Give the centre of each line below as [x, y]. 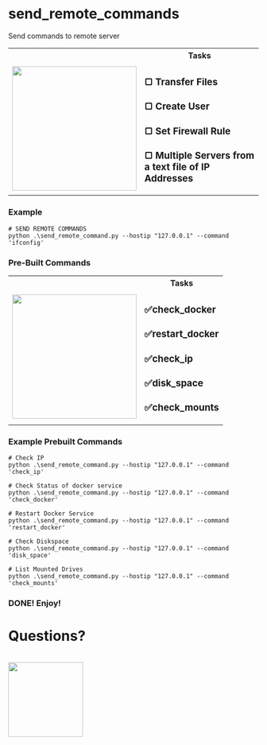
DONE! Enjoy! [35, 603]
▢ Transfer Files [181, 82]
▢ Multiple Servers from [199, 155]
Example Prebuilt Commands [66, 441]
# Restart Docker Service [51, 514]
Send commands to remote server [64, 36]
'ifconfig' [26, 243]
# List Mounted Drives [46, 569]
